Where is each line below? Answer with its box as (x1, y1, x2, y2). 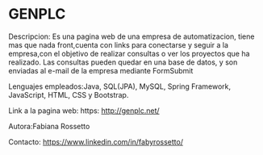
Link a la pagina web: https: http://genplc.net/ (8, 106, 160, 115)
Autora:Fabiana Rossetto (8, 121, 90, 131)
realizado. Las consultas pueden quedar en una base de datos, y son (8, 57, 238, 67)
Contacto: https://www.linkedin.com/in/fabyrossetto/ (8, 136, 184, 146)
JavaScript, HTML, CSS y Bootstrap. (8, 90, 129, 99)
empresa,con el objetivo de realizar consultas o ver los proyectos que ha (8, 48, 250, 58)
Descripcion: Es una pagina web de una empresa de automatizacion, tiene (8, 31, 255, 41)
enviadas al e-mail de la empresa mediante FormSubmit (8, 65, 194, 75)
